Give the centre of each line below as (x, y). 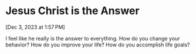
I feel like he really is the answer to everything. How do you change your (93, 38)
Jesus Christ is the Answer (72, 11)
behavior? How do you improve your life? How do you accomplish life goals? (98, 45)
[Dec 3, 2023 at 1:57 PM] (35, 27)
